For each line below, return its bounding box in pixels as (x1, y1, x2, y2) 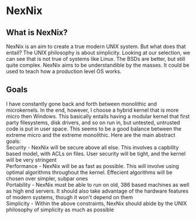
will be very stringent (6, 156, 57, 163)
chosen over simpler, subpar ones (6, 174, 88, 182)
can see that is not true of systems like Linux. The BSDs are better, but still (6, 56, 185, 62)
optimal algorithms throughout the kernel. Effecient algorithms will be (6, 169, 173, 176)
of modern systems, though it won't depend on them (6, 193, 133, 200)
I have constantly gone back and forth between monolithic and (6, 100, 157, 107)
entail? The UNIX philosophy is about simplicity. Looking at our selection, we (6, 49, 190, 56)
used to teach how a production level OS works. (6, 68, 122, 74)
